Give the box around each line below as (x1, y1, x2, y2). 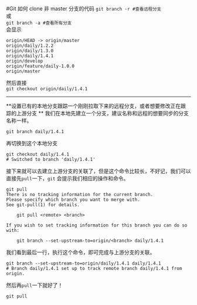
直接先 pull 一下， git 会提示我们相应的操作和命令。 (6, 175, 129, 181)
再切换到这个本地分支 (6, 140, 57, 146)
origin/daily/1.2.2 (6, 43, 54, 49)
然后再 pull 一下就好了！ (6, 282, 63, 289)
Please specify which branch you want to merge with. (6, 197, 141, 203)
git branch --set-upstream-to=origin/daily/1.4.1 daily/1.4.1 (6, 261, 161, 266)
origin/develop (6, 58, 43, 64)
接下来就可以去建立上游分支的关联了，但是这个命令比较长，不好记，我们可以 (6, 167, 191, 174)
